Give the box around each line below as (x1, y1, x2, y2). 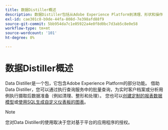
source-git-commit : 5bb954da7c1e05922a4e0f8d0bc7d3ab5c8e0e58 (5, 21, 138, 26)
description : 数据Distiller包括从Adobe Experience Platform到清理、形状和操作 (5, 12, 163, 17)
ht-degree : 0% (5, 35, 35, 40)
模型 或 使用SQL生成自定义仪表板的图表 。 (5, 98, 89, 105)
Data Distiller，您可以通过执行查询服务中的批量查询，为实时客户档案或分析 (5, 86, 159, 92)
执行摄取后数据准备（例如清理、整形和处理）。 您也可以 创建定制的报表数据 (9, 92, 162, 98)
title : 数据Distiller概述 (5, 7, 57, 12)
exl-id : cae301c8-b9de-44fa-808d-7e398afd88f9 (5, 16, 104, 21)
